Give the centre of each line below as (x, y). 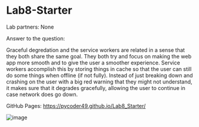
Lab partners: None (30, 27)
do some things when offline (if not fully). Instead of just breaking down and (99, 75)
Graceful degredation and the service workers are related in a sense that (96, 50)
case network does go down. (42, 94)
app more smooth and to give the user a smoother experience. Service (93, 63)
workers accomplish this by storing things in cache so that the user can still (99, 69)
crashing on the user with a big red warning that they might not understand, (99, 82)
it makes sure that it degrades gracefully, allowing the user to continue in (96, 88)
